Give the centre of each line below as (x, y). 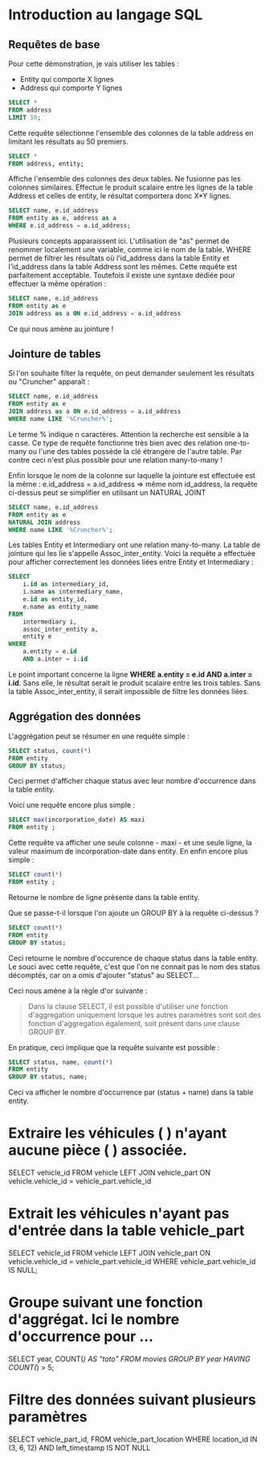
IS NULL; (23, 1270)
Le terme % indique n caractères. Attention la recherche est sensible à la (128, 434)
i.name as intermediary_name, (73, 592)
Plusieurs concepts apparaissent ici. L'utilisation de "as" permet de (119, 241)
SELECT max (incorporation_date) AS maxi (77, 820)
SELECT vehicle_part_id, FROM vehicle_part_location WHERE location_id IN (133, 1439)
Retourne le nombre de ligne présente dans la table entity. (104, 897)
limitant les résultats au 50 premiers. (68, 141)
